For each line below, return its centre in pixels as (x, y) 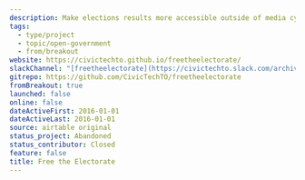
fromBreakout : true (46, 85)
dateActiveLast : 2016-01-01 (63, 119)
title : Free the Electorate (63, 161)
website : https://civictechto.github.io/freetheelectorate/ (126, 60)
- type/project (46, 35)
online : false (36, 102)
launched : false (40, 94)
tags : (20, 26)
